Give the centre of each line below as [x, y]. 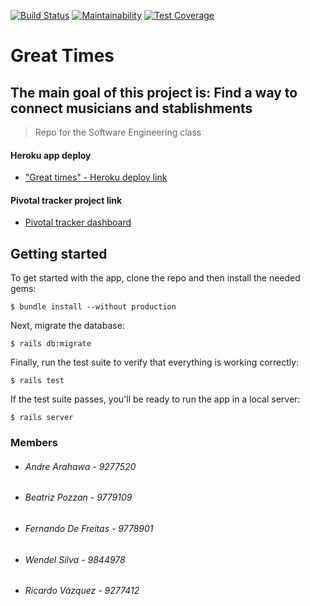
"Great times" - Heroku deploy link [96, 177]
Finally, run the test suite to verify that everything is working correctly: [155, 362]
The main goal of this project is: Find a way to [154, 92]
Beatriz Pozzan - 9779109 [78, 497]
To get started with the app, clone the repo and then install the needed [155, 278]
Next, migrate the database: [67, 326]
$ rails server [42, 418]
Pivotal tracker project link [66, 200]
